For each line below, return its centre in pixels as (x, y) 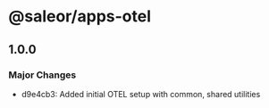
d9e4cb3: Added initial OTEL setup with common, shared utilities (141, 94)
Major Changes (42, 75)
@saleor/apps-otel (80, 17)
